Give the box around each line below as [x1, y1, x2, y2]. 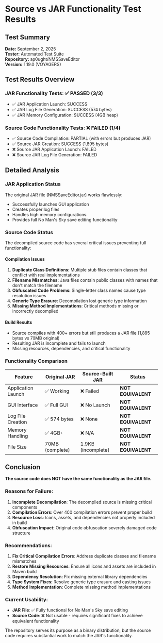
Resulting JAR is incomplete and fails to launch [12, 340, 106, 346]
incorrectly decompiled [12, 308, 59, 314]
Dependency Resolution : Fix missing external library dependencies [12, 574, 147, 580]
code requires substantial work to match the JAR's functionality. [5, 633, 133, 639]
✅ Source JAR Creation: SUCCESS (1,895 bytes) [12, 141, 109, 147]
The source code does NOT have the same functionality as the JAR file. [5, 476, 152, 482]
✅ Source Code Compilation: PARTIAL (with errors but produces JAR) [12, 135, 151, 141]
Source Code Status [5, 229, 53, 236]
